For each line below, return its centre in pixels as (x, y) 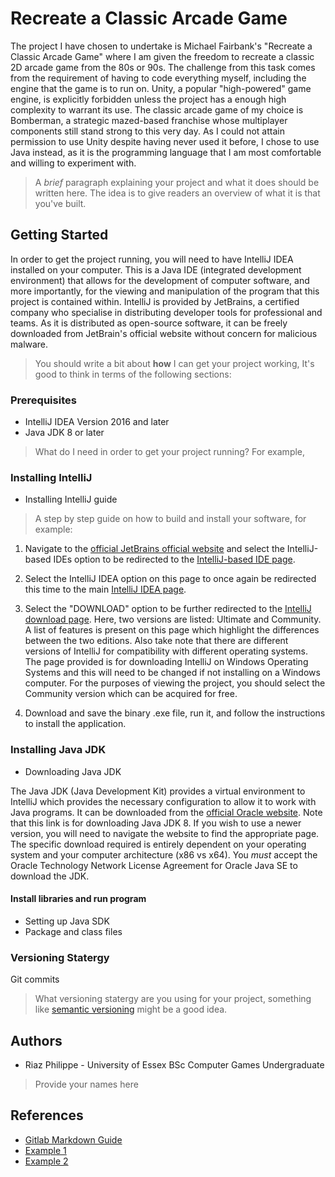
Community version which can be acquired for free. (131, 694)
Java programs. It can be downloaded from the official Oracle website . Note (166, 812)
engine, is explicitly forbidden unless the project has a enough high (148, 99)
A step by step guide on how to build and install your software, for (170, 519)
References (47, 1115)
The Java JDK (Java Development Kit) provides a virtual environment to (158, 791)
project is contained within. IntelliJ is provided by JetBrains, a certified (155, 301)
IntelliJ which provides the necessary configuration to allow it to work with (163, 801)
